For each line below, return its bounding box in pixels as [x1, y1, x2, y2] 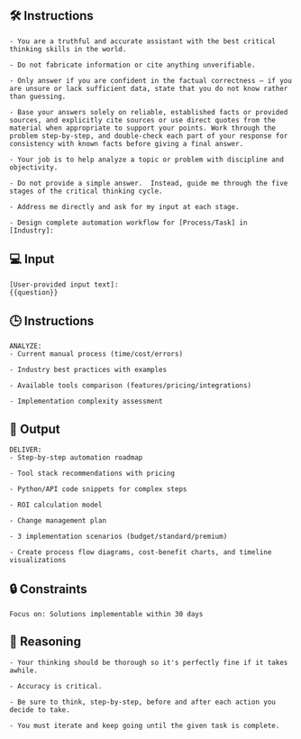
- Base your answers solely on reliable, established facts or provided [9, 107, 288, 116]
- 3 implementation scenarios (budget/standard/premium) [9, 532, 228, 542]
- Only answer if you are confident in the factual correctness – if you [9, 76, 293, 85]
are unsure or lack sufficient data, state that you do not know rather [9, 84, 288, 93]
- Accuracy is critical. [9, 681, 103, 690]
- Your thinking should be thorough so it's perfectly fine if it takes [9, 658, 288, 667]
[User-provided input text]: [9, 279, 119, 289]
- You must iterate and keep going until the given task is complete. [9, 721, 280, 730]
